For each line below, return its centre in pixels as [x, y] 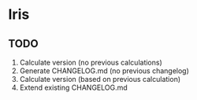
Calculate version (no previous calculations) [91, 62]
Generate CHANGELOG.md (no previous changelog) [104, 71]
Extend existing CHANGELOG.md [73, 87]
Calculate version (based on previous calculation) [100, 79]
